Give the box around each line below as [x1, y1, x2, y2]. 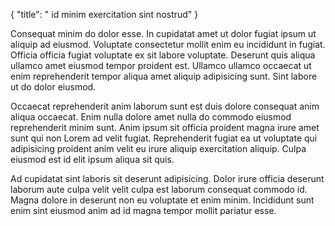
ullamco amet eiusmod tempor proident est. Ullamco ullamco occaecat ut [10, 60, 312, 71]
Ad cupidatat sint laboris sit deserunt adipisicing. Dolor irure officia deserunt [10, 173, 325, 184]
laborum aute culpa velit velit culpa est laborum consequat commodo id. [10, 184, 308, 195]
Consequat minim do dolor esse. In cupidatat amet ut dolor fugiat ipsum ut [10, 28, 317, 39]
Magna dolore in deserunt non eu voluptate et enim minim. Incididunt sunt [10, 194, 315, 206]
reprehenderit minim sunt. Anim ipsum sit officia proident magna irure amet [10, 122, 320, 133]
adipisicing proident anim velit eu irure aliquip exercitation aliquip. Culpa [10, 143, 307, 154]
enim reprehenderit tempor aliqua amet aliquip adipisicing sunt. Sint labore [10, 70, 318, 82]
